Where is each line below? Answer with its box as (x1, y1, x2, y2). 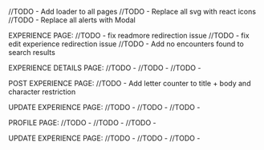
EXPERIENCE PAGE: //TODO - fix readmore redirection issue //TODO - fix (8, 31, 250, 40)
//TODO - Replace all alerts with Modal (8, 15, 136, 25)
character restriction (8, 87, 76, 97)
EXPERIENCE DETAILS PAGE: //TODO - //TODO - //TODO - (8, 63, 201, 73)
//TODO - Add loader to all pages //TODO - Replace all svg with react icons (8, 7, 257, 16)
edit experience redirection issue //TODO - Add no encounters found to (8, 39, 245, 49)
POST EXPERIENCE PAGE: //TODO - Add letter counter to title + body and (8, 79, 251, 88)
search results (8, 48, 56, 57)
